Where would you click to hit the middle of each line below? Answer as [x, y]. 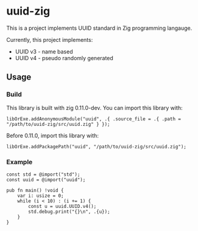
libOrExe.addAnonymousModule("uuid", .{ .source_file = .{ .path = [94, 119]
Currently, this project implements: [50, 40]
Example [19, 162]
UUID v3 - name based [44, 51]
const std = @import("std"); [43, 174]
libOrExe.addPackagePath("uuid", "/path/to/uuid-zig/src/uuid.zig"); [97, 147]
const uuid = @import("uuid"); [46, 180]
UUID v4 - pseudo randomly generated [64, 58]
